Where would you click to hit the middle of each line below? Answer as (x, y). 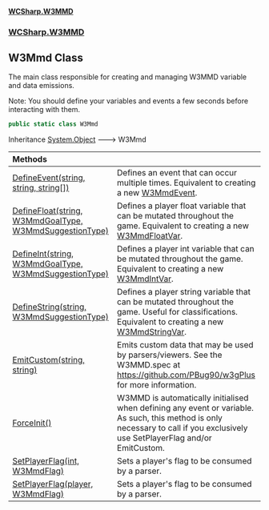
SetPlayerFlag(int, (46, 461)
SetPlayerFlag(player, (53, 484)
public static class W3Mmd (53, 124)
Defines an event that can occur (177, 173)
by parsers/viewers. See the (170, 355)
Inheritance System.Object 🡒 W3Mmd (77, 139)
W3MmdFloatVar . (150, 236)
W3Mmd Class (46, 57)
